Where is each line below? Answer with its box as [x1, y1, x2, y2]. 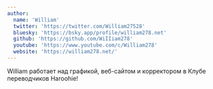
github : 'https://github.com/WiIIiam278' [13, 36, 134, 42]
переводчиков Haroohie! [7, 74, 79, 82]
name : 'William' [13, 16, 60, 23]
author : [7, 10, 29, 17]
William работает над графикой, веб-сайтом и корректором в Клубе [7, 66, 207, 75]
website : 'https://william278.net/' [13, 49, 118, 55]
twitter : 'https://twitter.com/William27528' [13, 23, 146, 29]
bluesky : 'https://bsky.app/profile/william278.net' [13, 29, 167, 36]
